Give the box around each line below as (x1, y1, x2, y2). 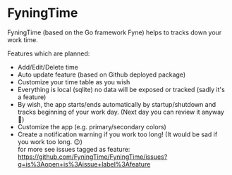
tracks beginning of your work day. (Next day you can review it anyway (17, 108, 224, 116)
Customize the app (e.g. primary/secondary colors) (17, 122, 167, 131)
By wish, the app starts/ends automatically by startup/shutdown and (17, 100, 216, 108)
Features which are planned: (7, 49, 90, 58)
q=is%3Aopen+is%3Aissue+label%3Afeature (17, 160, 151, 168)
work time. (7, 35, 39, 44)
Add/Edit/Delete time (17, 63, 79, 71)
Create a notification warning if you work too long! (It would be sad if (17, 130, 218, 138)
